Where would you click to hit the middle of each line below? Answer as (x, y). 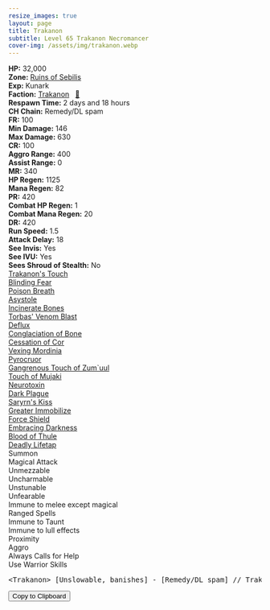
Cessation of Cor (37, 342)
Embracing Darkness (43, 428)
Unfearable (27, 497)
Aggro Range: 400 (39, 155)
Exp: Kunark (29, 86)
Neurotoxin (27, 385)
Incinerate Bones (36, 308)
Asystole (23, 299)
